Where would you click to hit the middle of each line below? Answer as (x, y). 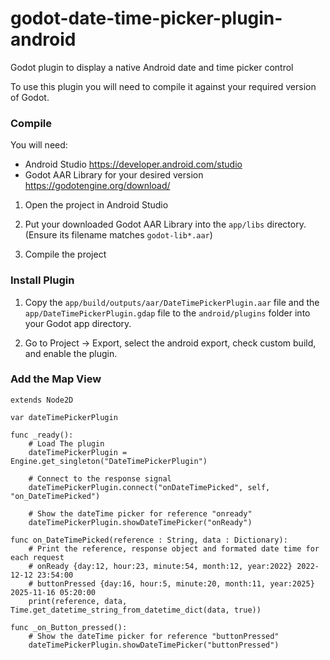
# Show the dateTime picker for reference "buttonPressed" (154, 636)
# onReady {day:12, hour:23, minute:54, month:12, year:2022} (160, 566)
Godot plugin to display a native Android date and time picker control (152, 67)
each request (37, 557)
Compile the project (65, 254)
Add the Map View (56, 379)
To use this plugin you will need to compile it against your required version (163, 86)
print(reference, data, (78, 601)
